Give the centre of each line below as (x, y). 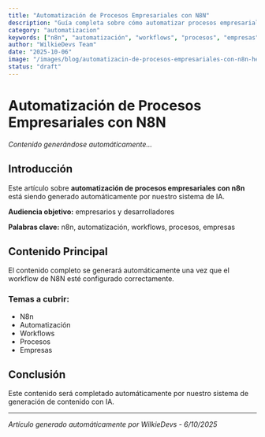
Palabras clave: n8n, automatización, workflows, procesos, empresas (121, 227)
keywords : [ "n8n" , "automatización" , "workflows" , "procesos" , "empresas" (134, 37)
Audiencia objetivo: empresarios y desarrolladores (91, 211)
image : (19, 60)
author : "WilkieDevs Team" (52, 45)
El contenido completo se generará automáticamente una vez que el (119, 270)
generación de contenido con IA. (61, 402)
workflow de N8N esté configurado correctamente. (91, 279)
